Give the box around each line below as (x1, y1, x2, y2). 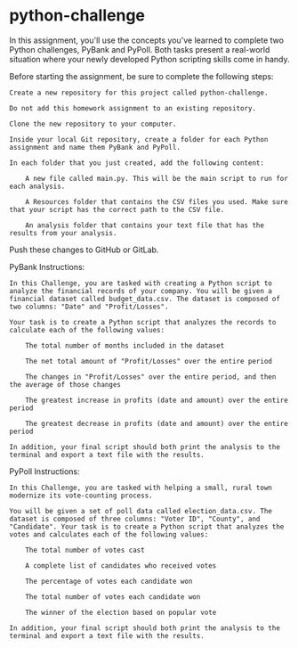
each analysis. (9, 182, 66, 191)
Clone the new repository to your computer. (9, 119, 177, 128)
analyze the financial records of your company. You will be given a (9, 286, 273, 295)
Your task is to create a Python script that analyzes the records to (9, 317, 277, 326)
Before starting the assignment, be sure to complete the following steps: (9, 70, 274, 81)
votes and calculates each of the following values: (9, 529, 209, 539)
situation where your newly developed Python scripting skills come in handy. (9, 53, 290, 64)
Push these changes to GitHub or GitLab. (9, 244, 159, 255)
